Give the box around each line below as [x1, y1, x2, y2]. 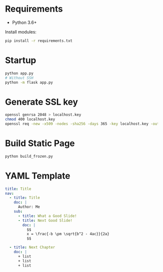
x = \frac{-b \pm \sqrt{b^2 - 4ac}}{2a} [26, 232, 110, 236]
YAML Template [5, 170, 70, 181]
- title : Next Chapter [9, 245, 55, 250]
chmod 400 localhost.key [5, 117, 55, 122]
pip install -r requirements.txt [5, 38, 73, 43]
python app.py [5, 71, 34, 76]
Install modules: [5, 29, 37, 35]
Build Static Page [5, 138, 75, 149]
